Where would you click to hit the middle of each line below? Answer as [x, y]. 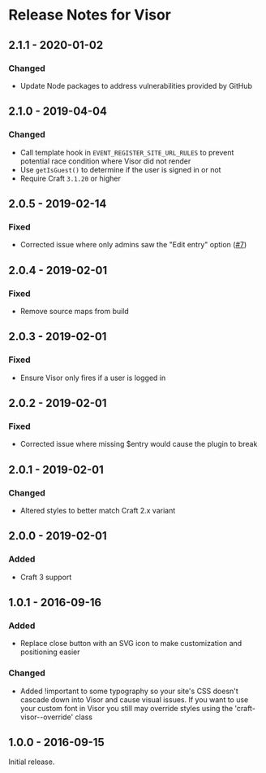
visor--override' [47, 717]
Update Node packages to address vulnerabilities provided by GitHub [136, 85]
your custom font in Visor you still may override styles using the [127, 708]
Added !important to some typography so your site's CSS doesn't [129, 691]
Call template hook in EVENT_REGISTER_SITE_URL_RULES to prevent [127, 152]
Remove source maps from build [75, 311]
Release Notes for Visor [90, 15]
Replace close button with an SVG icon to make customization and [131, 644]
